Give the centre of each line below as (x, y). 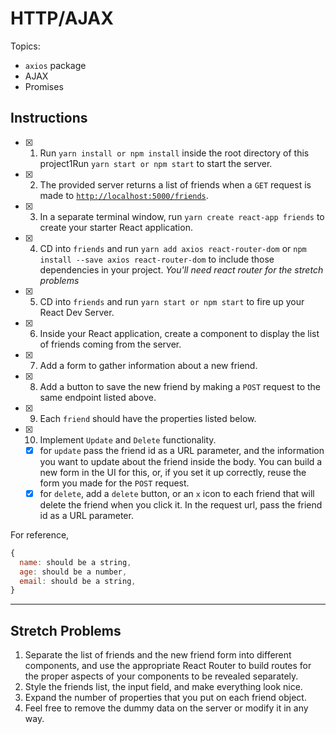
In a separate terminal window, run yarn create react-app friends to (182, 216)
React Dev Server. (77, 312)
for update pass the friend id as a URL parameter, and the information (182, 450)
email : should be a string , (78, 581)
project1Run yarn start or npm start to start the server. (156, 163)
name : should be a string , (75, 562)
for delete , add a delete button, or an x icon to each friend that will (177, 493)
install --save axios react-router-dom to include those (157, 259)
